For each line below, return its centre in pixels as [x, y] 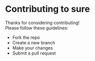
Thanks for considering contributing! [43, 23]
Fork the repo [26, 37]
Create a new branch [34, 42]
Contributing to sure [47, 9]
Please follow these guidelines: [37, 28]
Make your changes [32, 48]
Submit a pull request [34, 53]
